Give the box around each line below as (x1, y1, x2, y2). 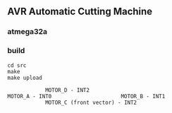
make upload (7, 74, 42, 81)
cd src (7, 61, 27, 69)
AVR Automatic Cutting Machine (7, 6, 153, 18)
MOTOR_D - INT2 (44, 86, 90, 94)
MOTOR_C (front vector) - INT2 (44, 99, 137, 106)
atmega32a (7, 27, 48, 37)
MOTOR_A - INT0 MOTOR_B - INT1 (7, 93, 166, 100)
